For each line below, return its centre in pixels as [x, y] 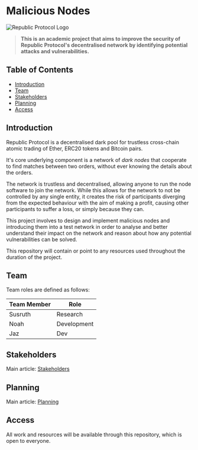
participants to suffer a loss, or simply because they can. [75, 209]
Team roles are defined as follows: [48, 290]
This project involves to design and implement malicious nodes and [88, 221]
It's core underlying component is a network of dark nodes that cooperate [97, 160]
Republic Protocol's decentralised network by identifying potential [104, 45]
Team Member [30, 305]
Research [70, 315]
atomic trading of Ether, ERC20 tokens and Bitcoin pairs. [74, 148]
